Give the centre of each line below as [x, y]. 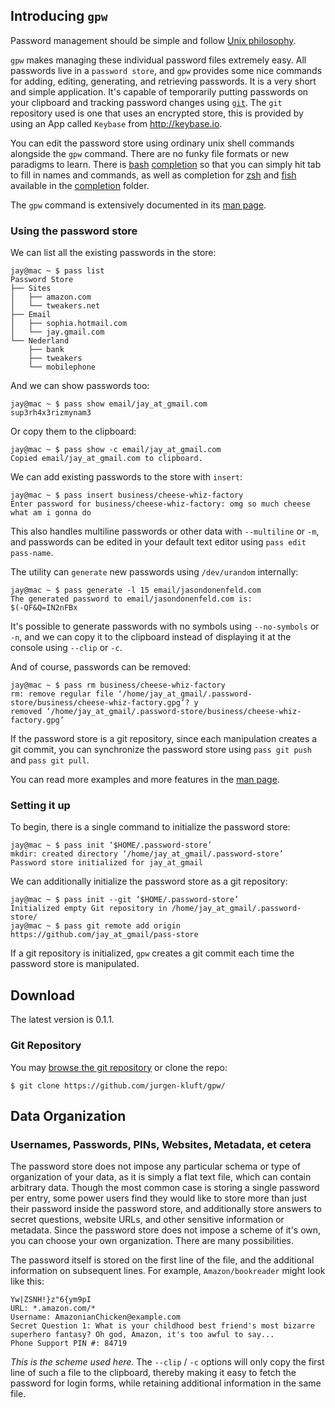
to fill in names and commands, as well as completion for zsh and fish [153, 175]
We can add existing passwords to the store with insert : [126, 477]
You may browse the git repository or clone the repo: [119, 1067]
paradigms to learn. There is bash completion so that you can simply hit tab [166, 164]
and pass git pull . [50, 760]
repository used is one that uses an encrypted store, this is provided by [157, 113]
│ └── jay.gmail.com [57, 332]
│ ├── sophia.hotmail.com [69, 324]
